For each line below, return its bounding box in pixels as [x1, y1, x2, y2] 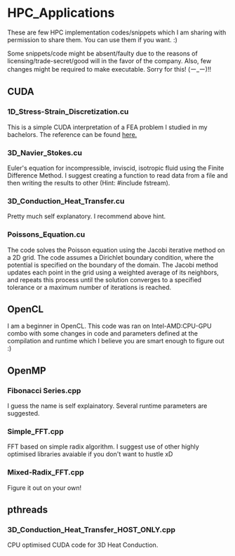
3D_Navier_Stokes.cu [7, 147, 83, 157]
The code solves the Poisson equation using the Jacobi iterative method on [7, 246, 225, 254]
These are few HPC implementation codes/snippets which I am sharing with [7, 28, 227, 37]
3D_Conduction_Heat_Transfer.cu [7, 196, 125, 206]
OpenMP [7, 364, 47, 376]
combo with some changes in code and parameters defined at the [7, 329, 199, 338]
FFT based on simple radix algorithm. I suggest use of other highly [7, 442, 200, 451]
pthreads [7, 504, 48, 515]
